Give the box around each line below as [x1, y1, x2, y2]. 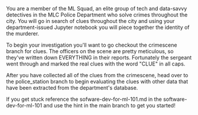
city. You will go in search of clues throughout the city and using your [6, 18, 175, 24]
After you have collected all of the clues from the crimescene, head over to [6, 72, 189, 78]
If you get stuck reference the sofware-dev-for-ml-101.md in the [6, 96, 163, 103]
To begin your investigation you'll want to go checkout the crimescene [6, 41, 177, 48]
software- [163, 96, 187, 103]
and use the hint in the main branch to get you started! [43, 102, 176, 109]
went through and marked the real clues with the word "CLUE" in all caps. [6, 60, 186, 67]
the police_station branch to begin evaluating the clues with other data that [6, 78, 189, 85]
